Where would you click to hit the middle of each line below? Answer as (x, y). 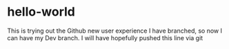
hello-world (41, 12)
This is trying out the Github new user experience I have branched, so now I (115, 31)
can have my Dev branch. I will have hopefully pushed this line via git (105, 37)
